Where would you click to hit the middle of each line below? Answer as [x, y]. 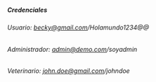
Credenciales [27, 10]
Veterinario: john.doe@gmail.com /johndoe [69, 71]
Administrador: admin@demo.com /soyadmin [72, 49]
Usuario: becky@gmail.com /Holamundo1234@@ [78, 27]
